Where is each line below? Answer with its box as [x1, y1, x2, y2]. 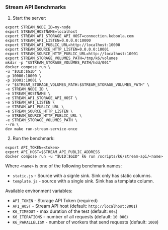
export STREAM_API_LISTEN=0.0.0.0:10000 [5, 38, 92, 43]
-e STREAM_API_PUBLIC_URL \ [5, 105, 64, 110]
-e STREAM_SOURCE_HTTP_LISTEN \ [5, 109, 73, 114]
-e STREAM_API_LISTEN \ [5, 100, 55, 105]
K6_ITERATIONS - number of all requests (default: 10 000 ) [12, 214, 128, 220]
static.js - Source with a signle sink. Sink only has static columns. [12, 173, 152, 179]
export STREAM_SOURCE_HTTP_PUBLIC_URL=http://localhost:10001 [5, 52, 138, 57]
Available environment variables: [5, 188, 73, 194]
